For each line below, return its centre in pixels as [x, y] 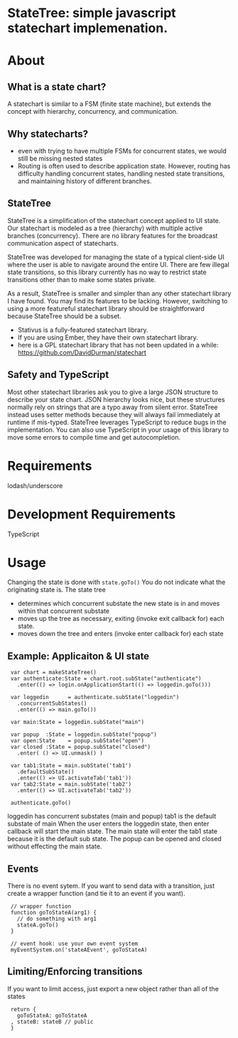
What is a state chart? [57, 87]
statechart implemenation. [88, 28]
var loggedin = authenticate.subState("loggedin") [95, 698]
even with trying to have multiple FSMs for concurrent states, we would [122, 151]
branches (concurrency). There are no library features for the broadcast [113, 235]
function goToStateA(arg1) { [54, 913]
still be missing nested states [60, 158]
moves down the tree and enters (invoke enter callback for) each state [120, 634]
